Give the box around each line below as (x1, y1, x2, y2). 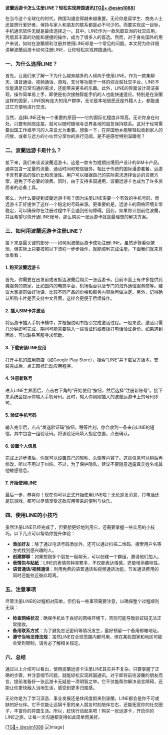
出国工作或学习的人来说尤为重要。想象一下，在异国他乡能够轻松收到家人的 (9, 127, 163, 133)
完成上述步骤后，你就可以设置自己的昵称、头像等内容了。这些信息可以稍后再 (5, 455, 163, 461)
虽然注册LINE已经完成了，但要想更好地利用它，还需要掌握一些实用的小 (5, 524, 151, 530)
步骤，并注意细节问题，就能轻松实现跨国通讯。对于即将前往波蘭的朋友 (13, 672, 158, 679)
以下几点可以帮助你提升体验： (13, 530, 75, 536)
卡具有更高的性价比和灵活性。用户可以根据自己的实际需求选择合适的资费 (5, 172, 154, 178)
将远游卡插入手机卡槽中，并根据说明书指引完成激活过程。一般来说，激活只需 (5, 320, 163, 326)
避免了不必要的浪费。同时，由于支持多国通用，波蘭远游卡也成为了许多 (13, 178, 158, 184)
